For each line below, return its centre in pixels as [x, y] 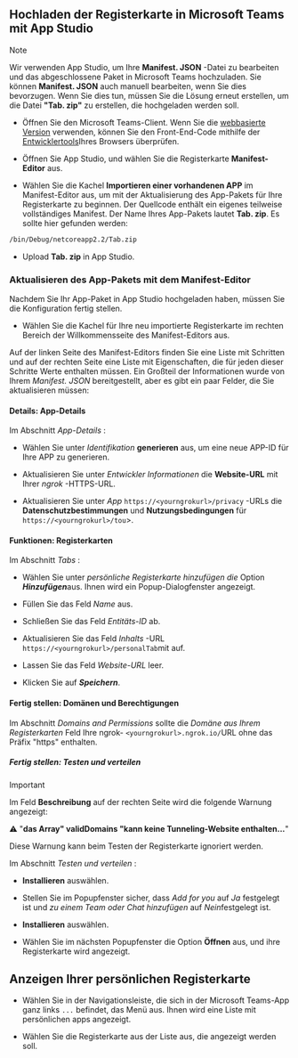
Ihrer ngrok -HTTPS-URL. [68, 484]
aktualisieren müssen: [49, 390]
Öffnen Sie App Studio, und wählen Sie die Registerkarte [125, 159]
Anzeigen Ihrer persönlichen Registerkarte [130, 979]
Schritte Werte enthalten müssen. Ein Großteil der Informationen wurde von [147, 371]
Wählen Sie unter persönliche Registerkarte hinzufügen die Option [143, 577]
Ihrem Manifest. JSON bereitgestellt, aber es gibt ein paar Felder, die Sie [142, 380]
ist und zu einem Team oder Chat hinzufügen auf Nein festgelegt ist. [146, 907]
